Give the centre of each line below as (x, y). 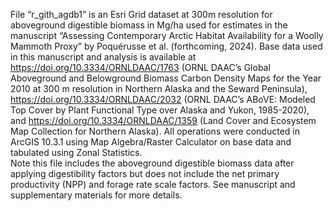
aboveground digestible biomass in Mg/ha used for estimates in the (149, 25)
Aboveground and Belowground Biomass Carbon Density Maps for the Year (166, 78)
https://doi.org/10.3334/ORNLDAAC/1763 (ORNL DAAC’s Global (140, 67)
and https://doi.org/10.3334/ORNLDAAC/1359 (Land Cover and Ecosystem (163, 120)
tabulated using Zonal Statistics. (76, 152)
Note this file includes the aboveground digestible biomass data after (152, 163)
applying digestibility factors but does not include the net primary (145, 173)
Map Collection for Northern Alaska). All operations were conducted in (155, 131)
